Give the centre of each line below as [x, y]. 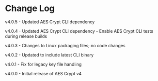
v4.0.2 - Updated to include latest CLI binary [49, 55]
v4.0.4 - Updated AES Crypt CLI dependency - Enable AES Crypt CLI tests [79, 31]
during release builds [26, 36]
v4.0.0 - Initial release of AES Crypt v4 [43, 73]
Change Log [30, 8]
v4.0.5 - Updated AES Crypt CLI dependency [50, 22]
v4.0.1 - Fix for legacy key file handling [43, 64]
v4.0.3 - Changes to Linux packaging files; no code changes [65, 45]
